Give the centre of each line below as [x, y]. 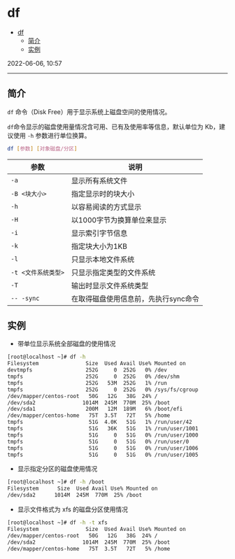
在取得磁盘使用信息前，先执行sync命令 [135, 299]
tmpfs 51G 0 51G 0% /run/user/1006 [103, 448]
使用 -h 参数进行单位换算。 [52, 135]
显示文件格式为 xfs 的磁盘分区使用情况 [72, 509]
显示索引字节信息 [99, 233]
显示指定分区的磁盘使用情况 [57, 469]
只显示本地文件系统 [103, 259]
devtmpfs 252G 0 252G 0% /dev [87, 370]
